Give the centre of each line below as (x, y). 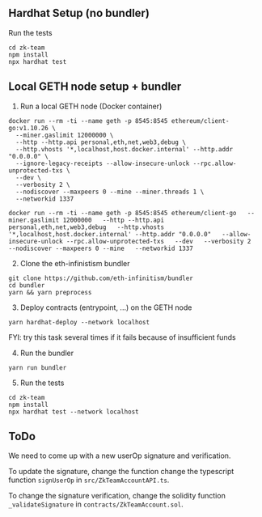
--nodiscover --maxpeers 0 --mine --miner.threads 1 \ (110, 192)
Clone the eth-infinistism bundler (75, 263)
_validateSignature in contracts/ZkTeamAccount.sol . (96, 504)
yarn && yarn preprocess (50, 292)
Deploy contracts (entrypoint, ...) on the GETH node (106, 307)
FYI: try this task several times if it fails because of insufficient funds (122, 337)
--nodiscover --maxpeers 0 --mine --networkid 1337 (101, 248)
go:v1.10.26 (28, 128)
